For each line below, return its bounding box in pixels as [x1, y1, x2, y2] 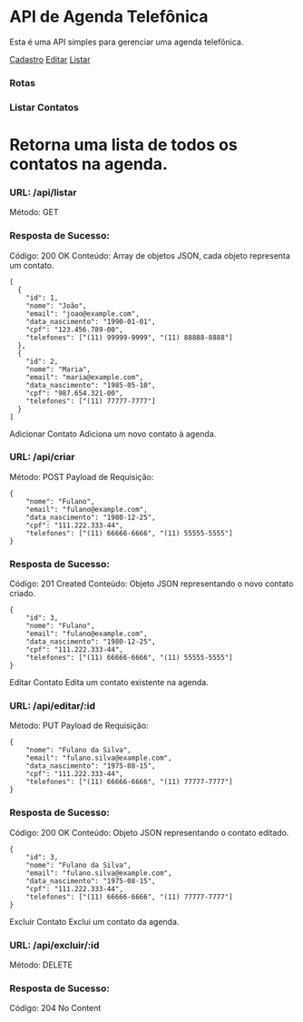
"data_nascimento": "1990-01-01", [25, 317, 156, 326]
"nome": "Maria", [25, 365, 92, 374]
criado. [9, 588, 36, 599]
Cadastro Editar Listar [9, 54, 91, 64]
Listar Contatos [9, 101, 79, 113]
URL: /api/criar [9, 451, 75, 464]
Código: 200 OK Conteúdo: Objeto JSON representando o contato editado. [9, 827, 289, 838]
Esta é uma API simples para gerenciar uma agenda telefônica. [9, 36, 244, 47]
